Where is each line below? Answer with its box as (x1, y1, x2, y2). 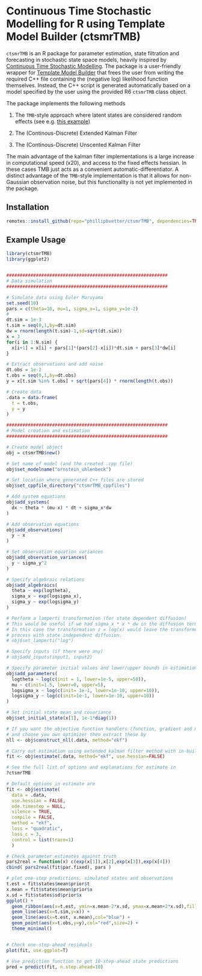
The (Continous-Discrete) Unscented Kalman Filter (14, 141, 141, 148)
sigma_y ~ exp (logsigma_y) (11, 599, 79, 605)
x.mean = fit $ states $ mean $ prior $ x (6, 886, 93, 892)
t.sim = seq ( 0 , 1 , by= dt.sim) (6, 323, 77, 329)
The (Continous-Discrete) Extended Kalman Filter (14, 129, 138, 137)
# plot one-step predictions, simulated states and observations (6, 876, 173, 882)
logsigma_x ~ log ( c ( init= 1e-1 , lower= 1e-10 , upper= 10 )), (11, 687, 161, 693)
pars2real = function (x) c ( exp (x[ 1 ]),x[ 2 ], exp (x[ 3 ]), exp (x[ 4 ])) (6, 859, 171, 865)
